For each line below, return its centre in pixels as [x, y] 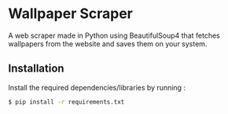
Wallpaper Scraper [71, 14]
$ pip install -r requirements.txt [66, 102]
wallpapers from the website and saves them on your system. [108, 43]
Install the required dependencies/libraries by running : [97, 87]
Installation [36, 69]
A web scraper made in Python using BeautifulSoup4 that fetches [114, 35]
